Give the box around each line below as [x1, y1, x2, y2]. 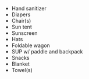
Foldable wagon [11, 42, 51, 49]
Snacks [11, 55, 30, 61]
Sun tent [11, 23, 32, 30]
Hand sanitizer [11, 5, 47, 12]
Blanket [11, 60, 30, 67]
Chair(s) [11, 17, 31, 24]
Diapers [11, 11, 31, 18]
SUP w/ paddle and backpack [11, 48, 83, 55]
